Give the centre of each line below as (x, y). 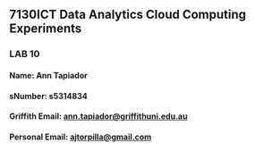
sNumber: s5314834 (48, 96)
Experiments (46, 29)
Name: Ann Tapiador (48, 75)
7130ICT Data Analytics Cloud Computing (128, 15)
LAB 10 (25, 55)
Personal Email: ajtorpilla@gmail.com (81, 137)
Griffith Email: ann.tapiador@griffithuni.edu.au (98, 116)
